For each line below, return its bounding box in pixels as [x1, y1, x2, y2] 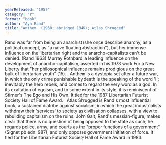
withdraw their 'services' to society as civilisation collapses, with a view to [5, 108, 158, 114]
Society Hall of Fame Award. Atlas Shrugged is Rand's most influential [5, 97, 151, 103]
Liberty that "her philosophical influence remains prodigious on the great [5, 66, 154, 72]
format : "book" [5, 16, 37, 21]
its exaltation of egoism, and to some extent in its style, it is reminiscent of [5, 87, 157, 93]
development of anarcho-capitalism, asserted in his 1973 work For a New [5, 61, 155, 67]
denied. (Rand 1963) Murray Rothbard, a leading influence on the [5, 55, 138, 61]
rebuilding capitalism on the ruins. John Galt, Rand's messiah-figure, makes [5, 113, 160, 119]
